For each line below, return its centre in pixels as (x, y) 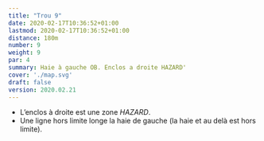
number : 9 (25, 45)
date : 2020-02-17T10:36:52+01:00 (64, 23)
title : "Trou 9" (35, 16)
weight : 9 (25, 53)
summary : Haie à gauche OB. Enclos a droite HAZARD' (97, 68)
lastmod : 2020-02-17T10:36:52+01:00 (69, 30)
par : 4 (19, 61)
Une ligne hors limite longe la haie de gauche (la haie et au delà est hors (138, 121)
